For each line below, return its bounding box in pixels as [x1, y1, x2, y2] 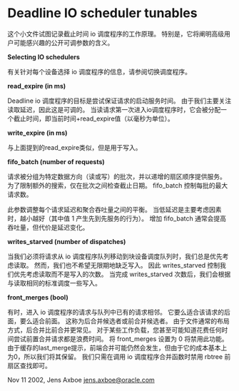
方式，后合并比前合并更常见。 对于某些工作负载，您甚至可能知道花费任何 [7, 325, 222, 334]
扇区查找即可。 [7, 361, 51, 370]
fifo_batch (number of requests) [7, 157, 105, 166]
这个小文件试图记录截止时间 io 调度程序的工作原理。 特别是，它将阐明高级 [7, 29, 225, 38]
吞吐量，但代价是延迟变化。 [7, 223, 89, 231]
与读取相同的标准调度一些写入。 [7, 278, 101, 287]
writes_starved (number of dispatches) [7, 237, 126, 245]
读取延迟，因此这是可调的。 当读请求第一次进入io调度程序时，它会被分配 [7, 105, 221, 113]
